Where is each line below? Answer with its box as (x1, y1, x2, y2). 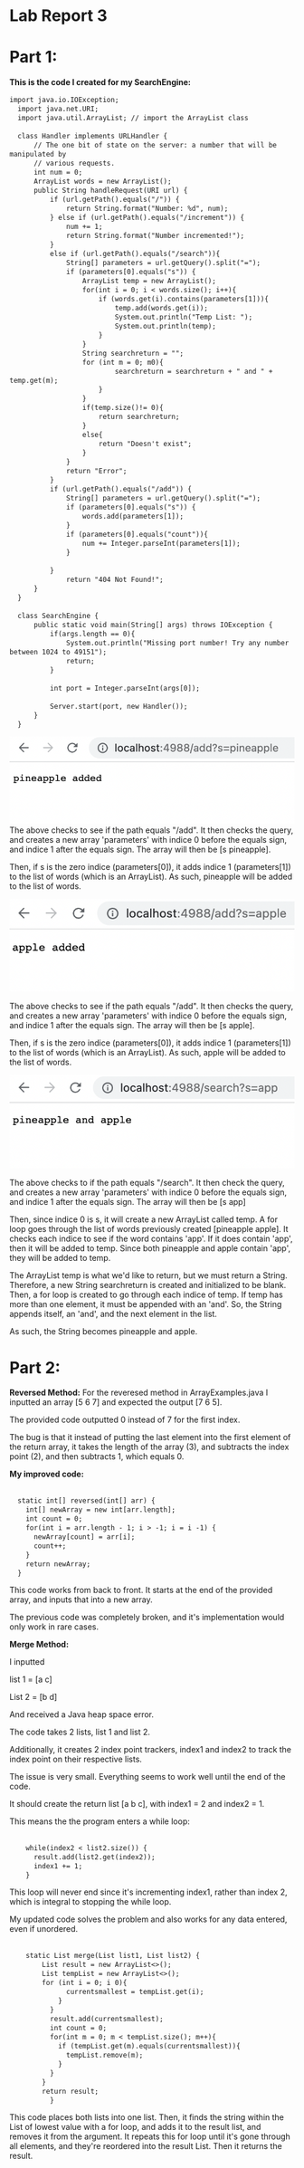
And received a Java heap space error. (9, 1709, 155, 1720)
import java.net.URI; (17, 105, 100, 114)
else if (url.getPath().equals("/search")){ (49, 250, 221, 259)
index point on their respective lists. (9, 1753, 143, 1765)
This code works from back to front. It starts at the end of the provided (9, 1585, 273, 1596)
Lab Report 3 (9, 5, 108, 26)
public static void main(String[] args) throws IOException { (33, 621, 273, 630)
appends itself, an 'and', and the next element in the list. (9, 1308, 217, 1319)
